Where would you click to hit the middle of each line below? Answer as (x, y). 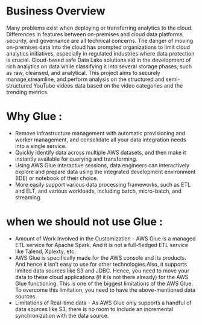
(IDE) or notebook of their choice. (56, 178)
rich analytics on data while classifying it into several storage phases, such (99, 66)
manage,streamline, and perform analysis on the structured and (85, 79)
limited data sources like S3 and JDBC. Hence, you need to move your (102, 271)
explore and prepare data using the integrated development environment (105, 172)
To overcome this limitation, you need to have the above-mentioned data (105, 290)
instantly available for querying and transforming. (76, 159)
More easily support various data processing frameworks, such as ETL (103, 184)
